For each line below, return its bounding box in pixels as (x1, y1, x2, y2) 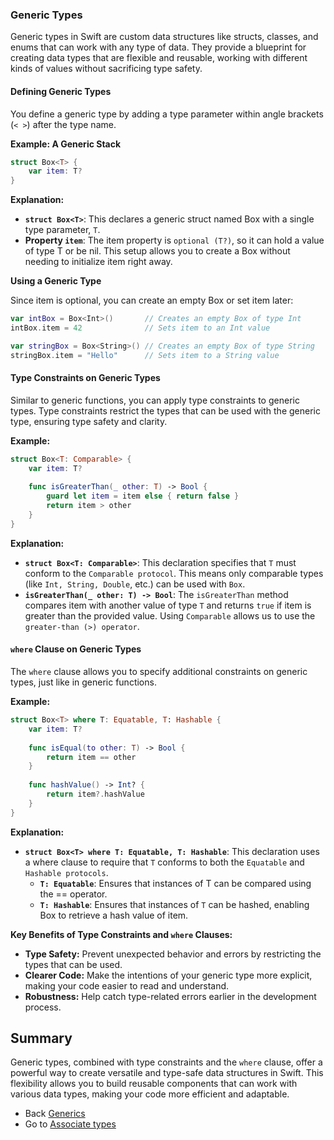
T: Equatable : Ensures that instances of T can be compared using (39, 877, 312, 889)
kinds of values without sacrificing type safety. (10, 63, 203, 75)
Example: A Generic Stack (10, 138, 122, 150)
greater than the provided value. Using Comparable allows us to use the (24, 609, 316, 622)
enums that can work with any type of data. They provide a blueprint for (10, 41, 307, 53)
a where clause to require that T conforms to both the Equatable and (24, 856, 305, 868)
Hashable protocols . (24, 866, 109, 878)
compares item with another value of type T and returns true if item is (24, 599, 312, 611)
